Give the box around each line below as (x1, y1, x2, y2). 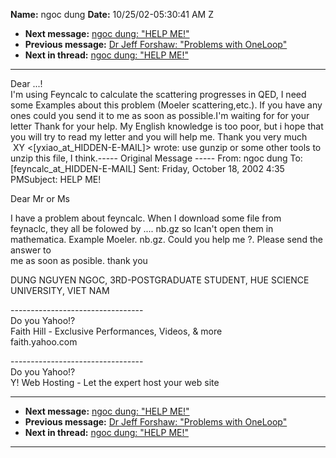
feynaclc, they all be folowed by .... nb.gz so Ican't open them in (10, 223, 274, 234)
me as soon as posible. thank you (10, 255, 148, 266)
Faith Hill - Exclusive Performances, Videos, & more (10, 325, 223, 337)
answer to (10, 244, 52, 256)
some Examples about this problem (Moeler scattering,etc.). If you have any (10, 99, 323, 111)
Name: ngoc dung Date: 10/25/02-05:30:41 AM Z (10, 9, 214, 20)
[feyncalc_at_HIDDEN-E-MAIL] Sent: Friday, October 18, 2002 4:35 (10, 163, 285, 174)
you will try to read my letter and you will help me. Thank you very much (10, 131, 308, 143)
